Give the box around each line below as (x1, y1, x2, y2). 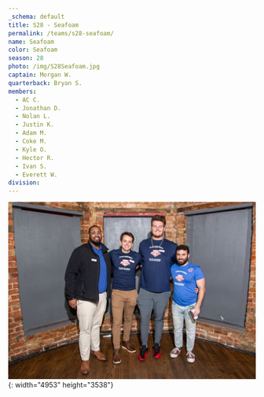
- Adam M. (15, 129, 47, 137)
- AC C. (15, 95, 41, 104)
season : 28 (8, 54, 44, 62)
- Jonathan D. (15, 104, 61, 112)
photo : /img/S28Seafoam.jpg (8, 63, 101, 71)
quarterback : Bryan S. (8, 79, 82, 87)
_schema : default (8, 13, 65, 20)
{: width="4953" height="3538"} (8, 380, 114, 389)
